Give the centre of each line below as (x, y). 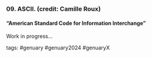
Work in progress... (29, 36)
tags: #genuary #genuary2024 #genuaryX (58, 48)
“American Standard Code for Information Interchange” (76, 23)
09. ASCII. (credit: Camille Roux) (53, 9)
